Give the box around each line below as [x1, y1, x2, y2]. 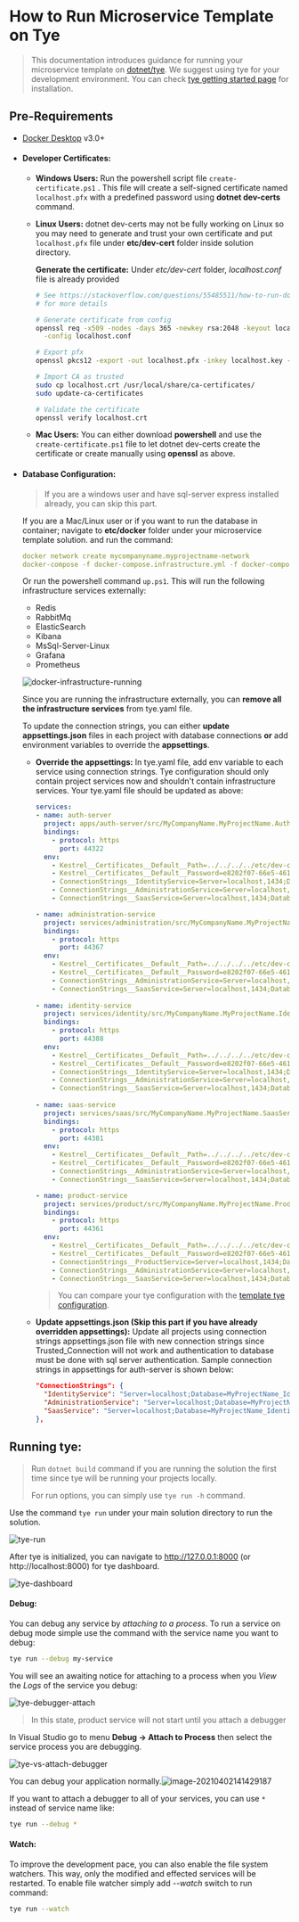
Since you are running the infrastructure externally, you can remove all [21, 694, 282, 705]
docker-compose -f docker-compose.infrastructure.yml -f [21, 560, 238, 569]
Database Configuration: [21, 469, 117, 480]
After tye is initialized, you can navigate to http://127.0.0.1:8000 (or [9, 1551, 251, 1562]
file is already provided [35, 274, 120, 284]
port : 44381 [59, 1134, 104, 1143]
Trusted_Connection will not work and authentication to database [35, 1345, 274, 1356]
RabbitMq [35, 612, 71, 623]
